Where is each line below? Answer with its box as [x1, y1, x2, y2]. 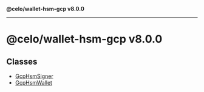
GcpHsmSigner [15, 73, 53, 80]
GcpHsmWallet [15, 79, 53, 86]
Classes [6, 56, 38, 66]
